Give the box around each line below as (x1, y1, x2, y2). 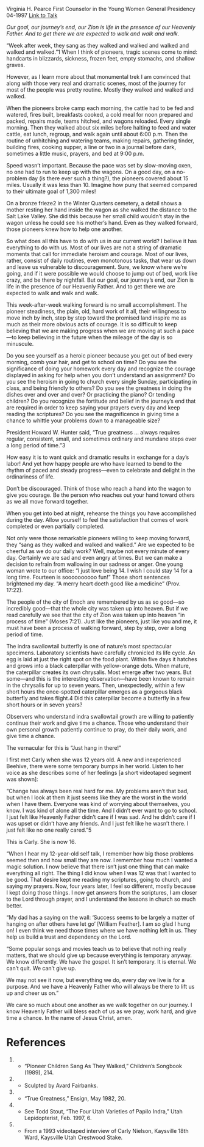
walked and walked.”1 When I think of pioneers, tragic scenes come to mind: (6, 48, 198, 56)
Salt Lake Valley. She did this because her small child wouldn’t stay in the (6, 213, 190, 219)
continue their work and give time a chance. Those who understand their (6, 719, 189, 727)
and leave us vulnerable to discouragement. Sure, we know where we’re (6, 263, 188, 271)
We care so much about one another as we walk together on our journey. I (6, 1002, 192, 1008)
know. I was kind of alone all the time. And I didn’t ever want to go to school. (6, 807, 197, 814)
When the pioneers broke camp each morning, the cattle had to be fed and (6, 104, 194, 112)
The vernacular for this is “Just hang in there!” (6, 744, 122, 751)
